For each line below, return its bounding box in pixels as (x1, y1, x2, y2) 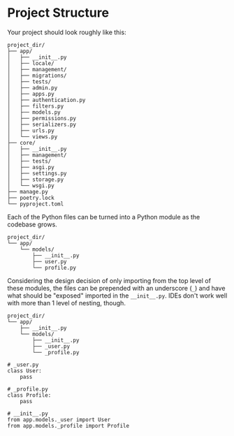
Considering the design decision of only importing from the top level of (7, 276, 212, 284)
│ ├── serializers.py (7, 121, 77, 128)
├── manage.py (7, 188, 49, 195)
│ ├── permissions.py (7, 115, 77, 122)
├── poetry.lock (7, 194, 54, 201)
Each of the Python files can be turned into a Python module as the (7, 212, 200, 221)
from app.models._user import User (7, 416, 111, 423)
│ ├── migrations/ (7, 72, 68, 79)
